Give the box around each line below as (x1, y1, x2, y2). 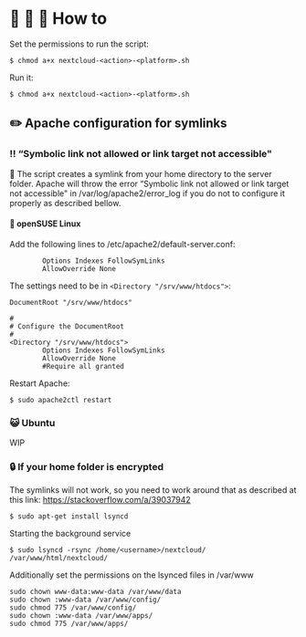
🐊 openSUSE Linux (9, 218, 81, 229)
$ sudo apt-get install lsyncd (9, 512, 129, 521)
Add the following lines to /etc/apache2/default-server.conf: (9, 238, 236, 249)
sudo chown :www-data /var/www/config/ (9, 595, 162, 605)
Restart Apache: (9, 378, 70, 389)
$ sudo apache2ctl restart (9, 395, 112, 404)
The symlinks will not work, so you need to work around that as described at (9, 485, 297, 496)
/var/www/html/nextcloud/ (9, 554, 108, 563)
